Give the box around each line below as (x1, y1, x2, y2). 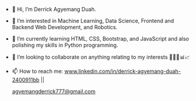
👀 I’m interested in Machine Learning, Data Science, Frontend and (11, 17, 174, 24)
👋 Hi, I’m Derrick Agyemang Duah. (11, 6, 97, 13)
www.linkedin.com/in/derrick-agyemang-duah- (64, 68, 181, 75)
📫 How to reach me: (11, 68, 64, 75)
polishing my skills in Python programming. (11, 42, 119, 48)
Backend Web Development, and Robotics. (11, 24, 118, 30)
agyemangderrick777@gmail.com (11, 88, 96, 95)
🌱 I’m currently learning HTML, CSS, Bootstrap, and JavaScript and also (11, 35, 189, 42)
